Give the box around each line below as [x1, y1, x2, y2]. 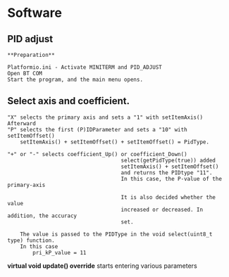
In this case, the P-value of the [120, 175, 222, 182]
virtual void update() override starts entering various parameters [7, 262, 197, 270]
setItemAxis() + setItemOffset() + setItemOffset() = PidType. [20, 138, 210, 146]
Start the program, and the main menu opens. [7, 76, 143, 83]
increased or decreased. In [120, 206, 203, 213]
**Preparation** [7, 51, 55, 58]
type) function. [7, 237, 55, 244]
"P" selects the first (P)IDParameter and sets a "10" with [7, 126, 188, 133]
